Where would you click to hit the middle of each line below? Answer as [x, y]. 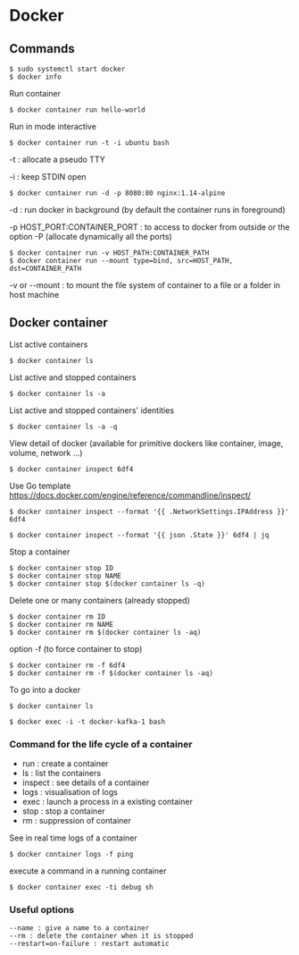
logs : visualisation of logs [70, 792]
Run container [35, 93]
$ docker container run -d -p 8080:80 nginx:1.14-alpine [117, 193]
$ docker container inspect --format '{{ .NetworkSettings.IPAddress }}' [149, 511]
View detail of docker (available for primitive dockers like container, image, [146, 443]
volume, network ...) [46, 452]
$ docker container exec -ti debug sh [81, 887]
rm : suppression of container [77, 821]
